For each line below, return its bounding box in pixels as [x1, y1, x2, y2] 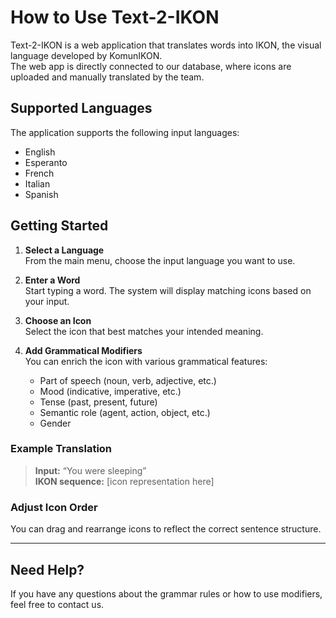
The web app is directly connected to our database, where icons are [10, 60, 292, 72]
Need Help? [10, 561, 85, 578]
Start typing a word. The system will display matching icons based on [24, 284, 312, 296]
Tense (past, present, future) [39, 396, 158, 408]
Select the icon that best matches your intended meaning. [24, 325, 264, 337]
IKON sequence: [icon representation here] [34, 475, 215, 487]
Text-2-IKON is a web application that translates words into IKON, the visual [10, 39, 322, 51]
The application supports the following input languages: [10, 126, 240, 138]
